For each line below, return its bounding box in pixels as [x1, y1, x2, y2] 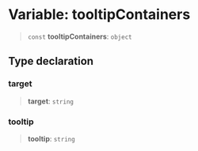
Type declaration [8, 55, 93, 68]
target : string [27, 96, 74, 106]
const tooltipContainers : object [27, 32, 132, 41]
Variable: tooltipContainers [8, 6, 191, 24]
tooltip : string [27, 134, 75, 143]
